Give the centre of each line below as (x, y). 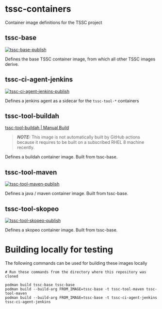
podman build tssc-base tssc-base (40, 285)
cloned (12, 276)
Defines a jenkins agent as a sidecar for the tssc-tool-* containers (72, 100)
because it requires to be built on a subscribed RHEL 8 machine (81, 142)
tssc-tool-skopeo (32, 209)
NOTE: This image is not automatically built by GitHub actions (79, 137)
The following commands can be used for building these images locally (76, 263)
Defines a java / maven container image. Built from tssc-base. (67, 193)
